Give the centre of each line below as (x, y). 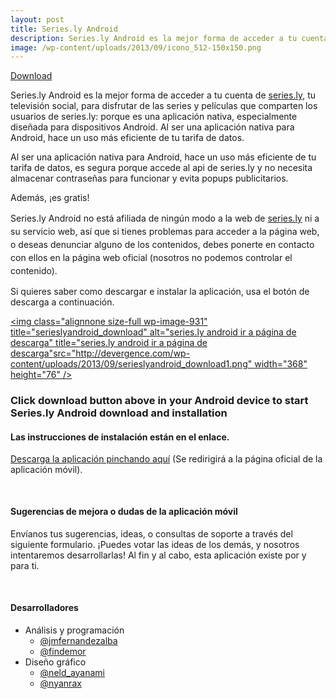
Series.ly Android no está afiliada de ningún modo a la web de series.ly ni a (165, 218)
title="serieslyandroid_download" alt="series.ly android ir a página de (153, 332)
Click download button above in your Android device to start (159, 401)
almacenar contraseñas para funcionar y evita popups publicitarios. (149, 178)
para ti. (25, 565)
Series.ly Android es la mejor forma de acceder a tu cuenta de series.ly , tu (163, 95)
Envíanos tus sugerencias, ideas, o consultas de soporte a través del (151, 533)
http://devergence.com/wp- (133, 353)
